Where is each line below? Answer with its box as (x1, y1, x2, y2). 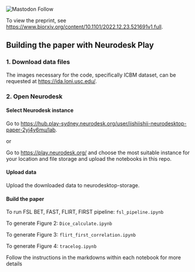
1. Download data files (6, 58, 70, 66)
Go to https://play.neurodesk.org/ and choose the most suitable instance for (6, 149, 190, 156)
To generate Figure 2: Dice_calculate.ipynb (6, 220, 113, 227)
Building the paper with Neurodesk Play (6, 40, 154, 50)
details (6, 260, 22, 267)
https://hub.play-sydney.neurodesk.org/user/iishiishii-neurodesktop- (20, 120, 187, 127)
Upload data (6, 168, 37, 176)
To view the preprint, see (6, 17, 66, 24)
